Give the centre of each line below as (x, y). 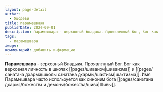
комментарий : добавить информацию (40, 50)
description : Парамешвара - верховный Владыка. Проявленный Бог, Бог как (82, 32)
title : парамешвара (25, 23)
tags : (10, 37)
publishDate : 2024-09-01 (30, 28)
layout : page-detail (26, 9)
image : (12, 46)
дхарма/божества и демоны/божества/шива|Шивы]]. (61, 84)
